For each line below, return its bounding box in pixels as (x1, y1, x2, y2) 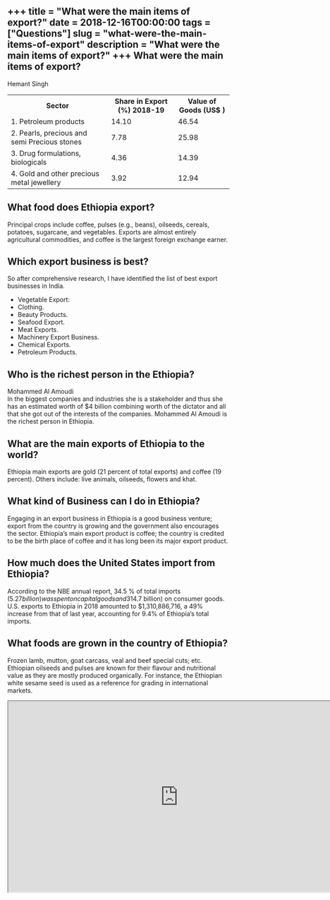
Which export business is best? (7, 256, 149, 268)
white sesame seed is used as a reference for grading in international (7, 678, 209, 687)
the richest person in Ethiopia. (7, 417, 94, 426)
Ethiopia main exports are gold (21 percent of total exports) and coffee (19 (7, 467, 222, 476)
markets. (7, 686, 33, 695)
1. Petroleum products (11, 116, 85, 126)
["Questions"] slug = (7, 28, 101, 40)
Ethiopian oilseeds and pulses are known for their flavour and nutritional (7, 664, 216, 672)
